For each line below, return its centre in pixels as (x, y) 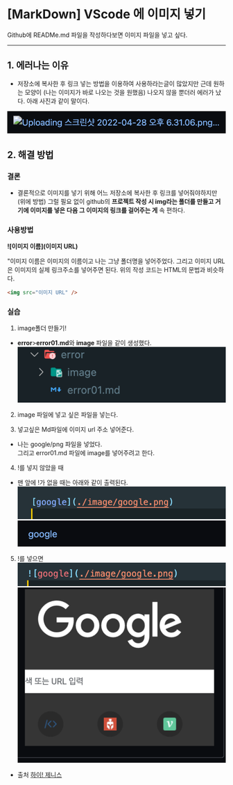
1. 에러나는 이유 (38, 66)
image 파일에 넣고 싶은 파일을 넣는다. (68, 414)
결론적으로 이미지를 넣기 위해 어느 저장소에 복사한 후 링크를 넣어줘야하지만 (117, 193)
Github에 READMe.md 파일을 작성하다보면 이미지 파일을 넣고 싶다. (97, 35)
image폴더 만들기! (42, 328)
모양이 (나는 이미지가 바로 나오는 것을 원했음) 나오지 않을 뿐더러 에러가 (119, 92)
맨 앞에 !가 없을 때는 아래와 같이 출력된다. (72, 482)
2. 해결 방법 (31, 155)
